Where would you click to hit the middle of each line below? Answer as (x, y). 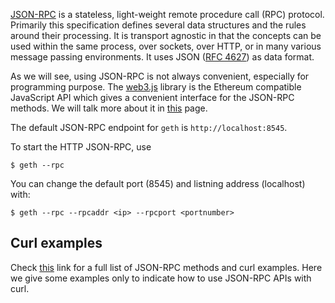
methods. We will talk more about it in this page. (109, 108)
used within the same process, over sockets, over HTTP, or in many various (166, 46)
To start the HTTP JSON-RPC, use (81, 147)
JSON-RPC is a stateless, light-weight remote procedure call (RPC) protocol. (167, 14)
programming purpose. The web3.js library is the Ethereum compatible (156, 87)
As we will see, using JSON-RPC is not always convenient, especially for (160, 76)
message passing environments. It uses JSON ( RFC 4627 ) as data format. (162, 57)
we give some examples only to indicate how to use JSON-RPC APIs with (161, 278)
